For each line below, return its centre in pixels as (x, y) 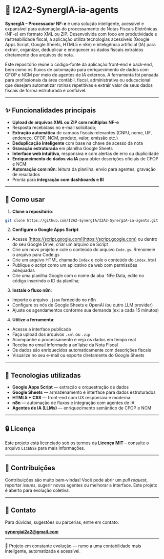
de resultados (26, 174)
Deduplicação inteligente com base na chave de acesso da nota (77, 143)
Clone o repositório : (33, 211)
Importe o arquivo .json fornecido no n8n (54, 300)
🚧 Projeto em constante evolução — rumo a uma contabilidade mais (73, 546)
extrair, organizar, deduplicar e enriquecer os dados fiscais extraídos (74, 50)
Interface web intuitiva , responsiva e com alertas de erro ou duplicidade (85, 153)
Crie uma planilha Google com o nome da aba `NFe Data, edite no (78, 276)
